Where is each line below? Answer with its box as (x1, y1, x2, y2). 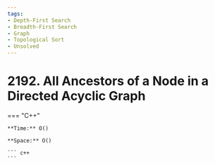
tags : (7, 10, 23, 18)
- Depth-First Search (7, 17, 71, 24)
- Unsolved (7, 43, 39, 50)
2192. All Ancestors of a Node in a (7, 73, 209, 89)
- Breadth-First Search (7, 23, 78, 30)
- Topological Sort (7, 37, 65, 44)
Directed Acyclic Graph (7, 88, 146, 104)
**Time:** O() (7, 124, 49, 132)
